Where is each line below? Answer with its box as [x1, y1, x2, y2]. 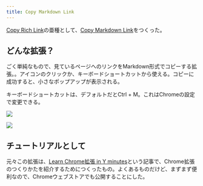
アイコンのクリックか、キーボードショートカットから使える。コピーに [19, 70, 195, 78]
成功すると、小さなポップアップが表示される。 [6, 78, 123, 85]
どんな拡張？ [6, 46, 55, 56]
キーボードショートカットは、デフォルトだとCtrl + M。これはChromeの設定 [6, 91, 195, 98]
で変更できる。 [6, 98, 44, 106]
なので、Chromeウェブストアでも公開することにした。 [11, 173, 148, 181]
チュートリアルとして [6, 141, 86, 151]
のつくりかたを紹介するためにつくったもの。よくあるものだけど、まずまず [6, 165, 192, 173]
